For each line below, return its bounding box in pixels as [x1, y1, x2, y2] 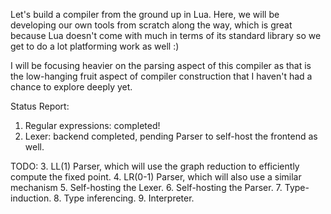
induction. [10, 192, 52, 204]
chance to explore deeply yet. [10, 81, 133, 93]
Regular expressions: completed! [24, 120, 161, 131]
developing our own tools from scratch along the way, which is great [10, 19, 293, 31]
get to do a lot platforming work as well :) [10, 40, 180, 52]
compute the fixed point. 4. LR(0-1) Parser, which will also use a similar [10, 171, 302, 183]
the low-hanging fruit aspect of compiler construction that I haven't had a [10, 70, 313, 82]
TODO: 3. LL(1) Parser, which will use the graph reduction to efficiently [10, 160, 300, 172]
